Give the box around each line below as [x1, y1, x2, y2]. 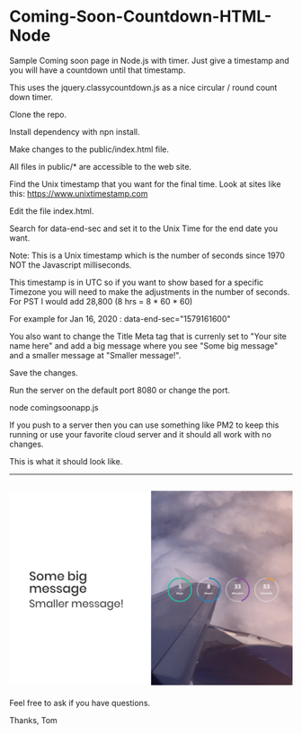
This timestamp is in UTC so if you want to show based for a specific [9, 277, 264, 287]
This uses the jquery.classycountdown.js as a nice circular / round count [9, 82, 278, 93]
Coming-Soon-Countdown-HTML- [9, 6, 272, 27]
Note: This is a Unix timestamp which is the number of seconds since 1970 [9, 250, 285, 261]
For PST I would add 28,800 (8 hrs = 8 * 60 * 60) [9, 296, 193, 306]
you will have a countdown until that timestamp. [9, 65, 186, 75]
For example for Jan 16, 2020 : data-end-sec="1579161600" [9, 313, 231, 324]
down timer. [9, 92, 54, 102]
